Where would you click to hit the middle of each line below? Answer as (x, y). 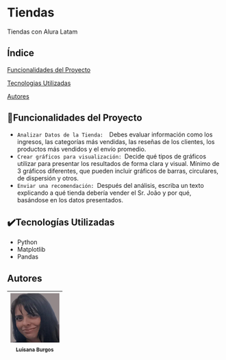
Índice (21, 53)
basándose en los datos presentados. (70, 200)
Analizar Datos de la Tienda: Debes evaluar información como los (115, 134)
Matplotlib (31, 250)
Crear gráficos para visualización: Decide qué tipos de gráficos (112, 156)
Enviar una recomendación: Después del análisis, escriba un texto (110, 185)
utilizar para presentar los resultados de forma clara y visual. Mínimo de (118, 163)
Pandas (28, 257)
